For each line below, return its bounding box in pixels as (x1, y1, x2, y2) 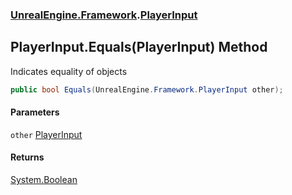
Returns (10, 151, 45, 163)
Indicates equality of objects (10, 65, 128, 77)
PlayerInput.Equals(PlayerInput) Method (10, 39, 268, 56)
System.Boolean (10, 174, 78, 186)
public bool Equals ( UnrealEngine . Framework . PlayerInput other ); (10, 84, 284, 95)
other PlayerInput (10, 128, 83, 140)
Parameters (10, 106, 60, 118)
